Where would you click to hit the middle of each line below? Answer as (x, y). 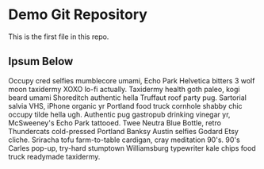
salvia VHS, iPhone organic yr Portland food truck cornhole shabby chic (126, 106)
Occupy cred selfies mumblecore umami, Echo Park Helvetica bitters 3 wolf (132, 80)
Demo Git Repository (78, 15)
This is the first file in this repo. (59, 36)
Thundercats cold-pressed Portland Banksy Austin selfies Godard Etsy (124, 131)
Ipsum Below (41, 61)
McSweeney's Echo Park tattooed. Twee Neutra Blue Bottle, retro (115, 123)
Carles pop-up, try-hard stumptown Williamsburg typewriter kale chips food (132, 148)
